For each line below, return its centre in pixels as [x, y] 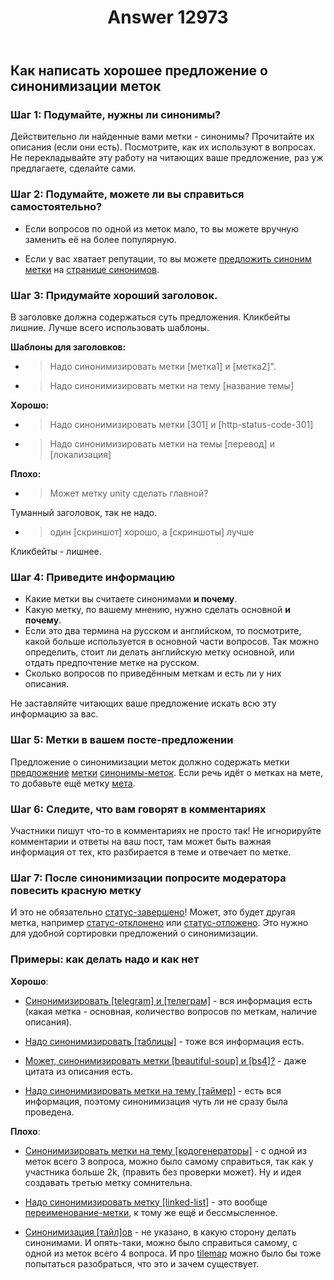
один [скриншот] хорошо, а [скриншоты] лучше [152, 532]
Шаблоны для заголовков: [68, 347]
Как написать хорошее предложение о [139, 71]
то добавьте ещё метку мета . [73, 783]
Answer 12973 [168, 17]
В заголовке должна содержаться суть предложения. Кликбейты [150, 317]
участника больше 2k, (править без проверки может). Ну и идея [163, 1172]
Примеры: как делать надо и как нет [105, 959]
